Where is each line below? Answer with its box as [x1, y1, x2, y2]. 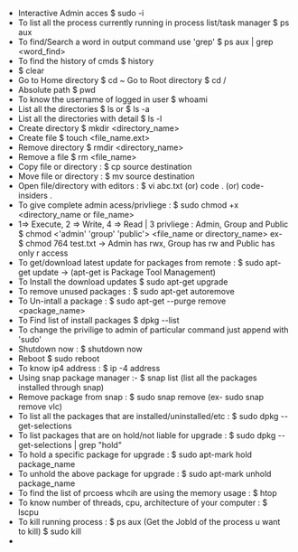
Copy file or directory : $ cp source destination [17, 162, 192, 172]
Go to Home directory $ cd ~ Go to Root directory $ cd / [17, 75, 227, 85]
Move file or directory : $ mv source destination [17, 171, 196, 182]
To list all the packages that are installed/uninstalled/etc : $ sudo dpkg [17, 411, 279, 421]
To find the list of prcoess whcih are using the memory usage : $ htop [17, 488, 277, 498]
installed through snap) [17, 382, 105, 392]
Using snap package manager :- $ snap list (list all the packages [17, 372, 257, 383]
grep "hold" [78, 440, 122, 450]
